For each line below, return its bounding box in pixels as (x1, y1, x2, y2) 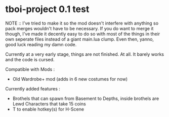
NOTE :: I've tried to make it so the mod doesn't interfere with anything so (5, 20, 158, 26)
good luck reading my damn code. (5, 41, 77, 47)
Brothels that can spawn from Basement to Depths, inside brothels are (12, 95, 159, 101)
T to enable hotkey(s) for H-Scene (12, 106, 85, 112)
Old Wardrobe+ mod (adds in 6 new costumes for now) (12, 76, 128, 82)
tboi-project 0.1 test (5, 4, 90, 15)
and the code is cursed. (5, 56, 55, 62)
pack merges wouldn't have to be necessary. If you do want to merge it (5, 25, 154, 31)
